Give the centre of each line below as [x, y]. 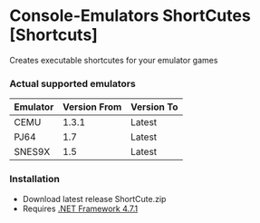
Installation [35, 179]
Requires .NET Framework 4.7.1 [80, 208]
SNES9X [32, 152]
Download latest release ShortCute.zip [94, 199]
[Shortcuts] [53, 35]
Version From [92, 107]
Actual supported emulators [72, 83]
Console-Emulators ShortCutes [130, 16]
